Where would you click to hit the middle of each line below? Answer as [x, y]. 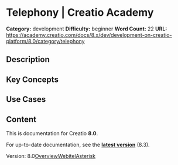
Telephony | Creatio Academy [80, 13]
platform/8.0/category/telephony [45, 41]
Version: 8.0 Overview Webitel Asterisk [51, 156]
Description [28, 59]
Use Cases [26, 99]
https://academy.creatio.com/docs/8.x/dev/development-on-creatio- [89, 35]
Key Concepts [32, 79]
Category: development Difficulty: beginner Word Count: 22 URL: [87, 29]
